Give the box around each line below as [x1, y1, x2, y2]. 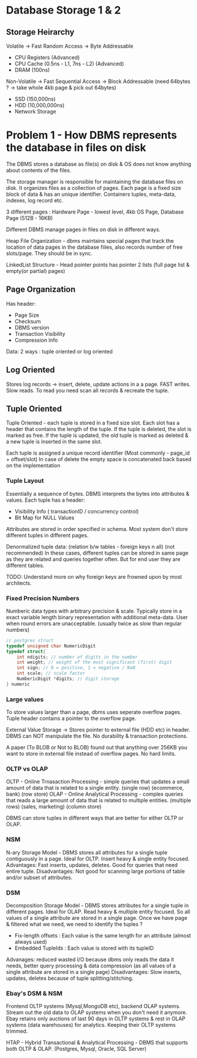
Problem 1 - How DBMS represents [6, 129, 178, 142]
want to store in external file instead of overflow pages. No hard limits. [6, 750, 176, 757]
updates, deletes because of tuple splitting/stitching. [6, 974, 133, 982]
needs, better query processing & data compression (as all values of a [6, 962, 176, 969]
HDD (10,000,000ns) [14, 102, 65, 109]
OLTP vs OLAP [6, 765, 48, 773]
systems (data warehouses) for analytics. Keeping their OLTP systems [6, 1022, 176, 1029]
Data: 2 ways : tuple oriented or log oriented [6, 348, 113, 355]
